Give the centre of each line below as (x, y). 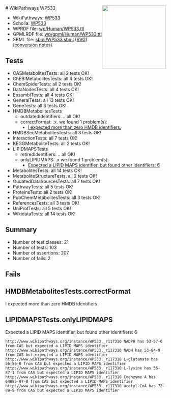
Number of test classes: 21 (40, 242)
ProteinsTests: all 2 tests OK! (42, 192)
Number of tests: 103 (35, 247)
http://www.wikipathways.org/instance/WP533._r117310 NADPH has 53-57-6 (84, 341)
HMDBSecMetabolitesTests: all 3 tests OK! (57, 132)
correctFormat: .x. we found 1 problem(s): (64, 122)
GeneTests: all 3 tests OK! (40, 105)
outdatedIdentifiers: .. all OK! (50, 116)
